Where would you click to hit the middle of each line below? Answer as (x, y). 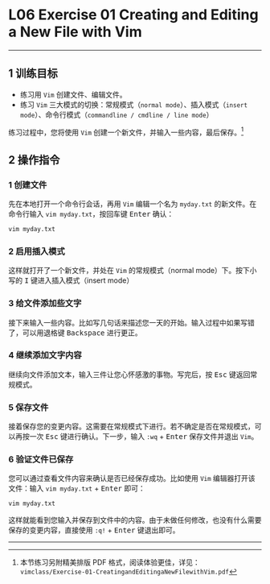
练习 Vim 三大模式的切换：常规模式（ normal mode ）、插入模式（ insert (133, 104)
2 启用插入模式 (37, 251)
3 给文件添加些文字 (45, 304)
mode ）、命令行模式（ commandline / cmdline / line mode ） (117, 114)
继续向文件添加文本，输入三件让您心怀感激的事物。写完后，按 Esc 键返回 (129, 374)
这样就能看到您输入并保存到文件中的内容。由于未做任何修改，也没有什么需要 (135, 520)
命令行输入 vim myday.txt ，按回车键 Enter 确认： (91, 214)
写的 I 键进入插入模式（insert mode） (71, 280)
